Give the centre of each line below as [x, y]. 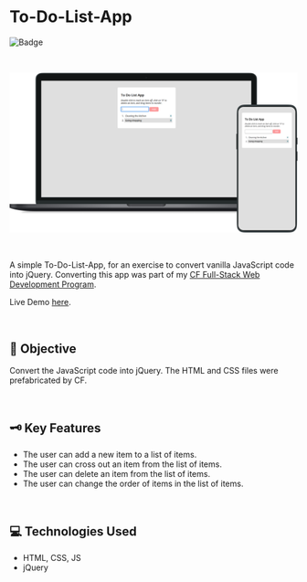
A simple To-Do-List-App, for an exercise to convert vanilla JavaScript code [152, 265]
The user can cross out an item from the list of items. [122, 464]
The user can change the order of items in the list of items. [133, 484]
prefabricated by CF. [48, 380]
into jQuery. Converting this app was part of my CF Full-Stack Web [135, 275]
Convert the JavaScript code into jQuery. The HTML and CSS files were [144, 371]
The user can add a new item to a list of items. [110, 455]
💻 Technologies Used [73, 531]
